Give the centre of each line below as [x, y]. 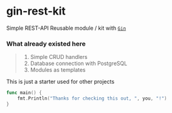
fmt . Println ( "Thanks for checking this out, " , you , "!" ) [92, 98]
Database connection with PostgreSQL [79, 63]
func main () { [24, 93]
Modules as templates [58, 70]
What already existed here [46, 44]
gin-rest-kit [36, 11]
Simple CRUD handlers [59, 57]
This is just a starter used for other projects [60, 82]
